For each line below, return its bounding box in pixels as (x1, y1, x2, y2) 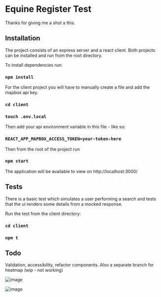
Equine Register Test (5, 3, 92, 15)
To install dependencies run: (5, 62, 63, 68)
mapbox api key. (5, 90, 38, 96)
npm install (5, 74, 34, 80)
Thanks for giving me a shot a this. (5, 20, 75, 26)
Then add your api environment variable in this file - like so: (5, 124, 126, 130)
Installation (5, 34, 40, 42)
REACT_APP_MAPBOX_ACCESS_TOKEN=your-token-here (5, 136, 122, 142)
